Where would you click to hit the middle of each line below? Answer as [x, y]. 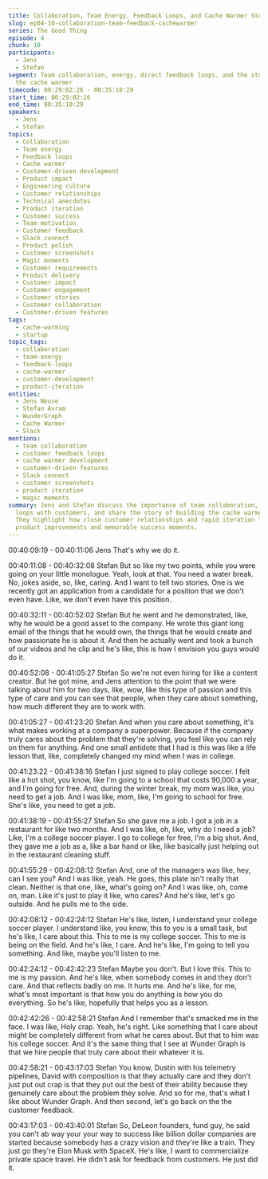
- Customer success [48, 216]
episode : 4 [26, 38]
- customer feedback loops [60, 453]
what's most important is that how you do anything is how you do [116, 994]
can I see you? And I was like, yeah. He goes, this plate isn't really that [124, 879]
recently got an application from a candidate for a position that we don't [126, 591]
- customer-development [55, 379]
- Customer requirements [57, 268]
